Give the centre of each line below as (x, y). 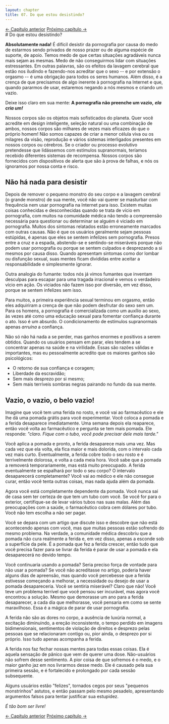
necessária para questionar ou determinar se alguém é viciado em (74, 221)
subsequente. (19, 676)
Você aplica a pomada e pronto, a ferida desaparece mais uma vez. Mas (80, 444)
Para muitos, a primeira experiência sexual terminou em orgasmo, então (80, 300)
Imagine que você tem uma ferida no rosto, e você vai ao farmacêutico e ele (84, 412)
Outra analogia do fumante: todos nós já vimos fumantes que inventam (79, 274)
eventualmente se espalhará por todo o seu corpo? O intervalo (70, 471)
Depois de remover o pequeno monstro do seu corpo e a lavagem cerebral (83, 194)
